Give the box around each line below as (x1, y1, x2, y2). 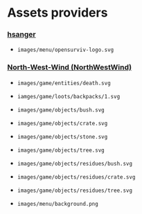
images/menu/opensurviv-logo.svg (17, 46, 114, 53)
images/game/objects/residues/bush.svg (17, 160, 133, 167)
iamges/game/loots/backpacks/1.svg (17, 93, 121, 100)
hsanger (7, 30, 36, 39)
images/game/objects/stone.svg (17, 133, 108, 140)
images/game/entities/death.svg (17, 80, 111, 87)
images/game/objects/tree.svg (17, 147, 105, 154)
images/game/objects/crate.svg (17, 120, 108, 127)
